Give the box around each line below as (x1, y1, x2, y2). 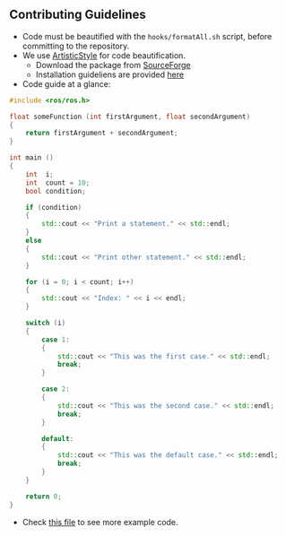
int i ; (25, 169, 54, 178)
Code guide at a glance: (22, 78, 111, 89)
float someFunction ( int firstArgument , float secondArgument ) (9, 112, 251, 121)
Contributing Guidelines (9, 7, 146, 22)
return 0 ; (25, 492, 63, 501)
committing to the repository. (22, 40, 130, 51)
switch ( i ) (25, 318, 66, 328)
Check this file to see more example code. (22, 516, 178, 527)
